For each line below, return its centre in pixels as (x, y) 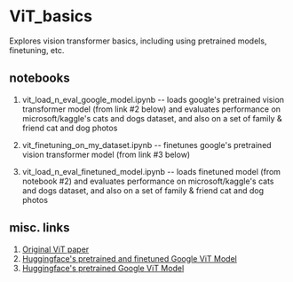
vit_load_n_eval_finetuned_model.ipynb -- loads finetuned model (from (151, 171)
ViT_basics (51, 16)
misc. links (40, 228)
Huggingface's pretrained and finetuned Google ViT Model (129, 258)
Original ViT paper (55, 249)
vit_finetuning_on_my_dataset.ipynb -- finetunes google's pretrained (147, 145)
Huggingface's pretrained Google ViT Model (103, 268)
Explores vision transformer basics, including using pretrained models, (138, 41)
